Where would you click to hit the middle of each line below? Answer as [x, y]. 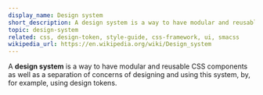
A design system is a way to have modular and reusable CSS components [128, 66]
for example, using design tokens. [63, 83]
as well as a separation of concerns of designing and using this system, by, [129, 75]
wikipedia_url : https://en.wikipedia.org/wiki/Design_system [110, 44]
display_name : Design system [56, 15]
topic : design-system [43, 30]
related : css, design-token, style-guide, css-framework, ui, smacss [124, 37]
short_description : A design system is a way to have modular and [119, 23]
